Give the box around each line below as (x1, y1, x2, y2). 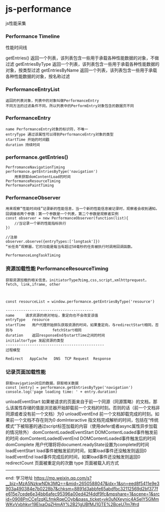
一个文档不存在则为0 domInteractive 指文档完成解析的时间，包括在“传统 (14, 417, 159, 423)
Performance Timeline (5, 33, 60, 40)
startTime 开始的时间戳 (5, 137, 49, 142)
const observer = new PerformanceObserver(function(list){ (5, 216, 129, 221)
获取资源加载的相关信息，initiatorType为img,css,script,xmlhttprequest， (5, 277, 149, 283)
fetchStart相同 (52, 327, 82, 332)
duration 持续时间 (5, 142, 40, 147)
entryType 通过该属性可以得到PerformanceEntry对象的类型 (5, 132, 114, 137)
